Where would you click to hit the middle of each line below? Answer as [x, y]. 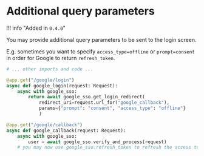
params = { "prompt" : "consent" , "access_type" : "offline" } [112, 108]
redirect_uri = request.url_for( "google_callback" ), [104, 103]
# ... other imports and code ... [50, 69]
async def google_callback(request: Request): [66, 131]
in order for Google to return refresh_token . [61, 58]
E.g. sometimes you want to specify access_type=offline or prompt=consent [101, 51]
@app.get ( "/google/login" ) [40, 80]
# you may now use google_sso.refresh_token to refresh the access [104, 148]
